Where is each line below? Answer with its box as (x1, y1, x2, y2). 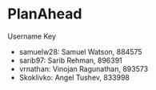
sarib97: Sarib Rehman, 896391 (18, 55, 123, 65)
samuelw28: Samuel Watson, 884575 (18, 47, 142, 56)
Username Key (7, 31, 57, 41)
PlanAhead (7, 5, 82, 23)
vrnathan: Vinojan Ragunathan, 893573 (18, 63, 149, 73)
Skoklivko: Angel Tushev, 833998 (18, 72, 130, 82)
